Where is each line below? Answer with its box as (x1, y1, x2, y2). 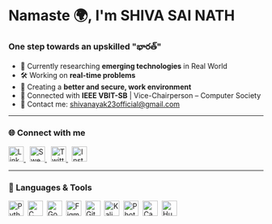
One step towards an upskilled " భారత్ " (8, 41, 162, 53)
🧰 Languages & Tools (8, 182, 92, 193)
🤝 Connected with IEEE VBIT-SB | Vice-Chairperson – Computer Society (19, 91, 261, 101)
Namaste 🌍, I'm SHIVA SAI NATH (8, 6, 236, 25)
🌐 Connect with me (8, 127, 86, 139)
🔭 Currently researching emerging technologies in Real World (19, 62, 228, 71)
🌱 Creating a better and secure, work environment (19, 82, 192, 92)
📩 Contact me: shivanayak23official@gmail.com (19, 99, 181, 110)
